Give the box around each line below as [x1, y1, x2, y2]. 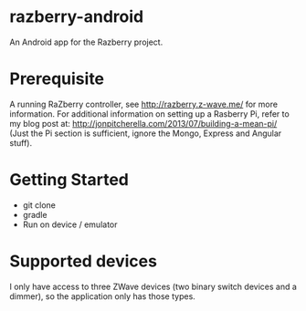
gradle [22, 209, 47, 220]
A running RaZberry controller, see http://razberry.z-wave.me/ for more [9, 98, 279, 109]
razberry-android [9, 6, 144, 27]
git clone [22, 199, 57, 211]
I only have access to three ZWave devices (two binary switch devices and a [9, 281, 297, 292]
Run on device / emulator [22, 219, 118, 230]
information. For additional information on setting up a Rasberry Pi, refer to [9, 108, 290, 119]
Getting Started [9, 170, 130, 191]
